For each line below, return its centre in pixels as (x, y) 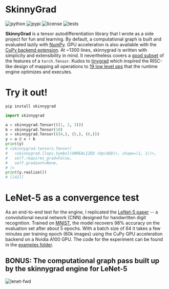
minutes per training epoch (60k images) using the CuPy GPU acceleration (84, 234)
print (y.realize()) (26, 172)
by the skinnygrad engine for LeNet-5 (66, 269)
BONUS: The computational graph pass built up (82, 261)
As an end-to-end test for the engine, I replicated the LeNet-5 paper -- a (82, 212)
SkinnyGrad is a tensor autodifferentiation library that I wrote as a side (80, 33)
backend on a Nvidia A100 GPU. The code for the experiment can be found (84, 239)
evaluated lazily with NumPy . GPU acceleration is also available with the (81, 44)
